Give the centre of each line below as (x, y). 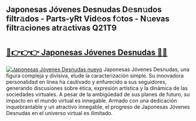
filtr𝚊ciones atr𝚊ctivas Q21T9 (62, 28)
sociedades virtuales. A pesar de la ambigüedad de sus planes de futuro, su (98, 94)
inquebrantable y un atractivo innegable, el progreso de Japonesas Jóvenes (98, 107)
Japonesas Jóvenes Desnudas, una (146, 69)
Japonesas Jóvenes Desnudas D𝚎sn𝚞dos (84, 10)
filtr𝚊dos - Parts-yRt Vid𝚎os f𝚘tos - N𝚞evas (88, 19)
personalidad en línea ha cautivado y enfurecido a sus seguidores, (87, 82)
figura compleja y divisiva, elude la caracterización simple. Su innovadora (95, 75)
